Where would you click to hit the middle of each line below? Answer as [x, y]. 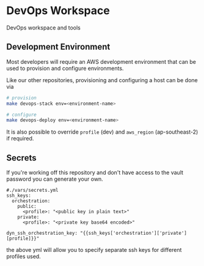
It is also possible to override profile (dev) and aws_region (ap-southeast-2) [102, 132]
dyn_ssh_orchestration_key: [42, 234]
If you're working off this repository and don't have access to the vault [95, 173]
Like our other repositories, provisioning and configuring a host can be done [102, 80]
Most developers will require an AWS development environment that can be [101, 61]
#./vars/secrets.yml [33, 191]
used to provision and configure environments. [65, 68]
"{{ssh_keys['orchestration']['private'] [134, 234]
